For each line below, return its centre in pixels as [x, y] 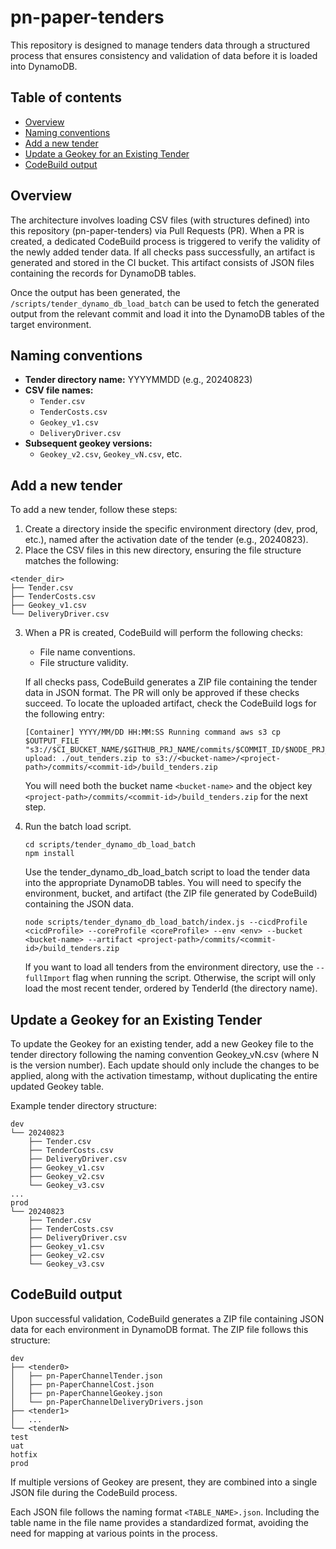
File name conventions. [87, 652]
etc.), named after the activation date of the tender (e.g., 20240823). [166, 540]
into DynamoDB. [44, 66]
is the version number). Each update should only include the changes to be [165, 1065]
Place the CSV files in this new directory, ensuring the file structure [163, 550]
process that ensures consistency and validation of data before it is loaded [164, 55]
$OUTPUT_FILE [52, 741]
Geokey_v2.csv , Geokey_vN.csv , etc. [111, 454]
